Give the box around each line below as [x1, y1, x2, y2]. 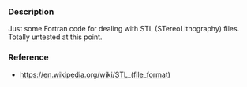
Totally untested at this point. [8, 32, 103, 42]
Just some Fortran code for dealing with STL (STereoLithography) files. [8, 24, 240, 34]
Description [8, 6, 54, 17]
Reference [8, 52, 49, 63]
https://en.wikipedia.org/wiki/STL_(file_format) [19, 70, 171, 79]
